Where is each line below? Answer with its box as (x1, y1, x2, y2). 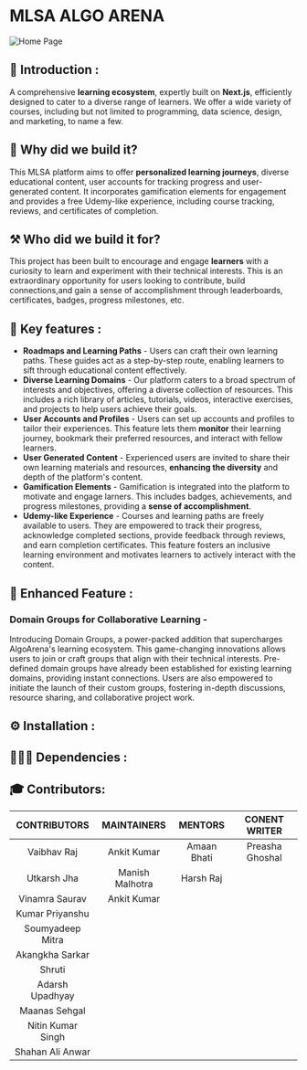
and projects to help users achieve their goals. (22, 404, 197, 415)
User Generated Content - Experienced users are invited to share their (22, 452, 291, 463)
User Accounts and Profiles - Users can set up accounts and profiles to (22, 413, 295, 425)
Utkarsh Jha (26, 872, 79, 885)
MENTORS (178, 819, 226, 832)
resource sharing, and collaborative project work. (9, 692, 195, 703)
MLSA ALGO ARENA (9, 5, 165, 26)
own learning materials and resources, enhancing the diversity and (22, 462, 279, 473)
